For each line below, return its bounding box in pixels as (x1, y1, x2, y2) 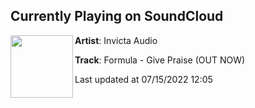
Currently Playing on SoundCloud (10, 8, 224, 25)
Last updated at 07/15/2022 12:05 (74, 73, 213, 85)
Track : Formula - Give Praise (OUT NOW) (74, 54, 246, 66)
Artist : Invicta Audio (74, 34, 158, 46)
